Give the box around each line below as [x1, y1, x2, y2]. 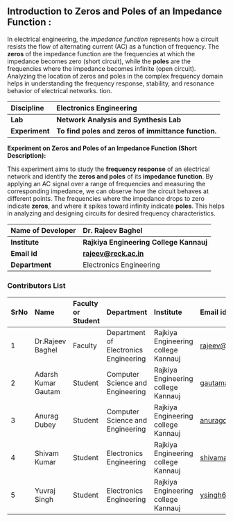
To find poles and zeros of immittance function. [56, 126, 217, 136]
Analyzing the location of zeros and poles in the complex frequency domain [7, 72, 223, 80]
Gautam [34, 387, 60, 397]
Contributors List [7, 281, 66, 291]
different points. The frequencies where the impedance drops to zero [7, 194, 205, 202]
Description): [7, 151, 46, 159]
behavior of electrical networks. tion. [7, 86, 112, 95]
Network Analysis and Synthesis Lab [56, 115, 182, 124]
